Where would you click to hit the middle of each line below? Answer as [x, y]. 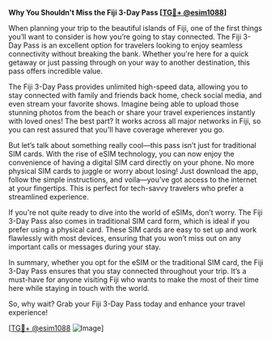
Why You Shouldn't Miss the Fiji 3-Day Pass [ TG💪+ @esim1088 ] [118, 13]
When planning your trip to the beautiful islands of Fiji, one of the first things [135, 28]
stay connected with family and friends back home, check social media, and [135, 95]
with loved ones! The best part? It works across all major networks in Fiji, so [135, 121]
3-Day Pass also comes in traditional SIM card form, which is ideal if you [129, 221]
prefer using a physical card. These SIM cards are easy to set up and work [133, 229]
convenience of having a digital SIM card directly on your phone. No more [131, 162]
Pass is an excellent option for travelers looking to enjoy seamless [133, 45]
